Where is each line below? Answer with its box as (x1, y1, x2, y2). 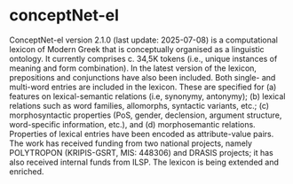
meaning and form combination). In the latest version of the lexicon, (9, 63, 257, 73)
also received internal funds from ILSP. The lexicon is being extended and (9, 157, 280, 167)
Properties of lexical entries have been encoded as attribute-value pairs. (9, 128, 274, 139)
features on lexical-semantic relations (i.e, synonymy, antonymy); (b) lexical (9, 90, 286, 102)
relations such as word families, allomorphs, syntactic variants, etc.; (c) (9, 100, 269, 111)
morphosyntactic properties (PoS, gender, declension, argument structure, (9, 110, 282, 120)
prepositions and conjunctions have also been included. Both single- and (9, 72, 276, 82)
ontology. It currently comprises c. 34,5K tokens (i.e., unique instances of (9, 53, 278, 64)
